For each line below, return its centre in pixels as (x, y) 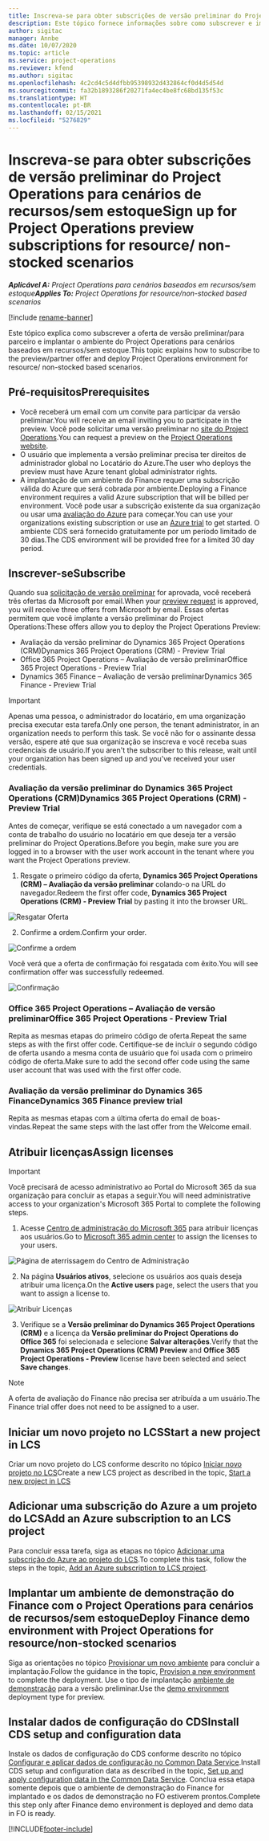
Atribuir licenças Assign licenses (91, 1152)
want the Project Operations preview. (69, 859)
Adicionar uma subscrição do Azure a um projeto (133, 1506)
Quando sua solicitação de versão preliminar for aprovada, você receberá (130, 593)
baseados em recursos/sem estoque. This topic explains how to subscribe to (134, 349)
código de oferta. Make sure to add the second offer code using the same (129, 1062)
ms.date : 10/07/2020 (43, 46)
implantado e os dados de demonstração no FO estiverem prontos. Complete (134, 1797)
